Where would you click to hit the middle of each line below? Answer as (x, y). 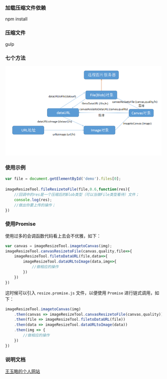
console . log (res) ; (33, 200)
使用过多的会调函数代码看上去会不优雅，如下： (53, 236)
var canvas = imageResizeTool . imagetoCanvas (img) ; (59, 246)
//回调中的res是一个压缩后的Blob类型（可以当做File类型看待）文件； (77, 194)
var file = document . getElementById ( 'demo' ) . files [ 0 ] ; (63, 179)
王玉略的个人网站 (23, 371)
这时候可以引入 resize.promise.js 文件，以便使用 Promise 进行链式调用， (80, 293)
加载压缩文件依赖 (26, 7)
